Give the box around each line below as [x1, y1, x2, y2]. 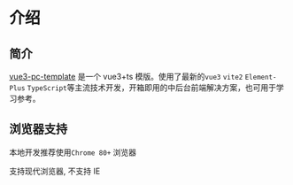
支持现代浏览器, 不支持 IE [9, 166, 101, 176]
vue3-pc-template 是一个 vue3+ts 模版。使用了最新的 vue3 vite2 [9, 72, 243, 81]
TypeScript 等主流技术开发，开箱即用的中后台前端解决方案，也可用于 [27, 82, 277, 93]
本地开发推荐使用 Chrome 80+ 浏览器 [9, 147, 137, 158]
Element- [244, 73, 277, 81]
